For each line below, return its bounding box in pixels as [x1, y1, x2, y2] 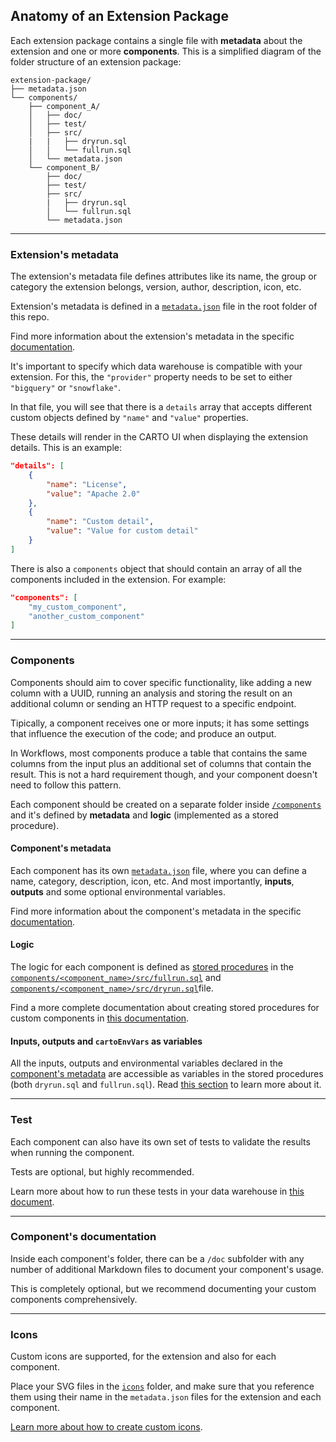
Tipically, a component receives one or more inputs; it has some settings [10, 717, 310, 729]
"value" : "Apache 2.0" [46, 489, 141, 499]
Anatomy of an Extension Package [10, 8, 229, 25]
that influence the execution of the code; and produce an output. [10, 727, 277, 739]
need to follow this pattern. [10, 779, 122, 791]
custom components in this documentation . [10, 1012, 190, 1024]
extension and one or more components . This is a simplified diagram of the [10, 45, 322, 57]
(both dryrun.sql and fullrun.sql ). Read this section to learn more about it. [10, 1079, 322, 1091]
